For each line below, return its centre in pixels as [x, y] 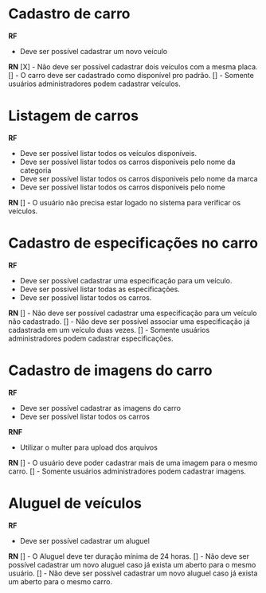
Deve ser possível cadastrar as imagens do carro [100, 408]
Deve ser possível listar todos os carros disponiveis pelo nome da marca [139, 178]
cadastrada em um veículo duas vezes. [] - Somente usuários [109, 330]
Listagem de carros [74, 116]
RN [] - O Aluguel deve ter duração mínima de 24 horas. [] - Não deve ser [129, 556]
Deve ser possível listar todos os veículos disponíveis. [108, 153]
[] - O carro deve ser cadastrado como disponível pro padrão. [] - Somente [131, 75]
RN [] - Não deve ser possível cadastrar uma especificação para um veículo [133, 313]
